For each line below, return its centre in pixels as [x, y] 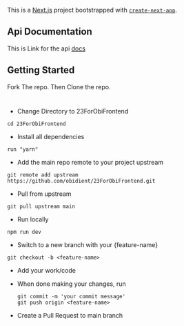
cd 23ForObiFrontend [37, 124]
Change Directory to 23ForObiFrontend [73, 111]
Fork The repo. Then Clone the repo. [59, 87]
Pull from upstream [44, 194]
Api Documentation [50, 31]
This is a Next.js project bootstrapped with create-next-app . [92, 10]
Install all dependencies [51, 136]
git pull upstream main [41, 206]
